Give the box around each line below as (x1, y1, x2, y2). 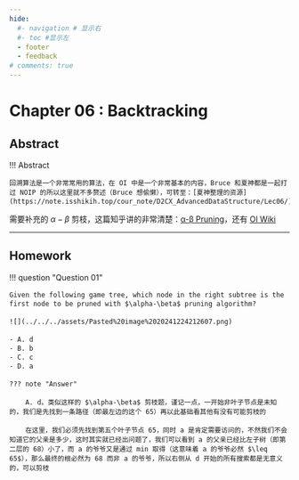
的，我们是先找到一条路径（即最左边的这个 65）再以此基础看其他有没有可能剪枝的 (9, 407, 267, 416)
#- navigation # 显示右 (17, 23, 101, 33)
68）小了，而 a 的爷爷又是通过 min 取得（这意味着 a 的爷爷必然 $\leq (32, 444, 269, 453)
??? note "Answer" (9, 379, 77, 388)
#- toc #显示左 (17, 33, 69, 42)
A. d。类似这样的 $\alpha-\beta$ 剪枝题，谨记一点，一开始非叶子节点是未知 (25, 397, 278, 407)
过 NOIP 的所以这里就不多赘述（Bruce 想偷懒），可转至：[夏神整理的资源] (9, 188, 247, 197)
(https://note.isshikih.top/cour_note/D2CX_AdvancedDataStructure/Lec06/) (9, 197, 293, 206)
